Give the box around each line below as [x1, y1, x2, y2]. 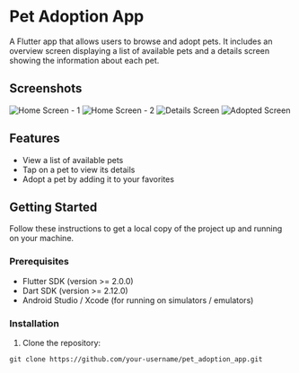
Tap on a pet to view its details [22, 164, 136, 175]
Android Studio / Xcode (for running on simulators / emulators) [22, 294, 254, 306]
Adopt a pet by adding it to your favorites [22, 173, 175, 185]
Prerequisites [9, 256, 69, 268]
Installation [9, 317, 60, 329]
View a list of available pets [22, 154, 124, 165]
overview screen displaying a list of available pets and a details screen [9, 45, 270, 56]
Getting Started [9, 199, 98, 214]
